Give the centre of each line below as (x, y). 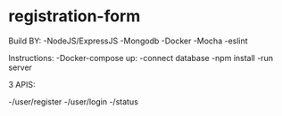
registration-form (75, 16)
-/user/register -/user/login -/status (74, 101)
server (21, 67)
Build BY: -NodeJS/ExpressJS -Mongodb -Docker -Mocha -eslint (128, 41)
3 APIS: (22, 84)
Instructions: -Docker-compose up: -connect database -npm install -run (141, 58)
